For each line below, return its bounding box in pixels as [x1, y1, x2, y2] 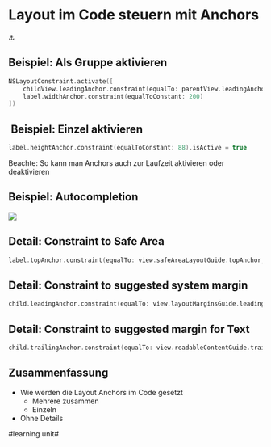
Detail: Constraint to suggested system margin [8, 278, 248, 292]
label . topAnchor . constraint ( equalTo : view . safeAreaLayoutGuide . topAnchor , [8, 256, 265, 264]
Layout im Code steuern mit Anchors [8, 6, 260, 24]
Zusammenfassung [8, 366, 109, 380]
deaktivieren [8, 167, 50, 176]
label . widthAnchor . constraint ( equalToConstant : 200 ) [23, 92, 204, 100]
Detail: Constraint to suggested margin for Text [8, 322, 250, 336]
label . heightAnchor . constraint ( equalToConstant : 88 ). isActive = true [8, 144, 248, 152]
